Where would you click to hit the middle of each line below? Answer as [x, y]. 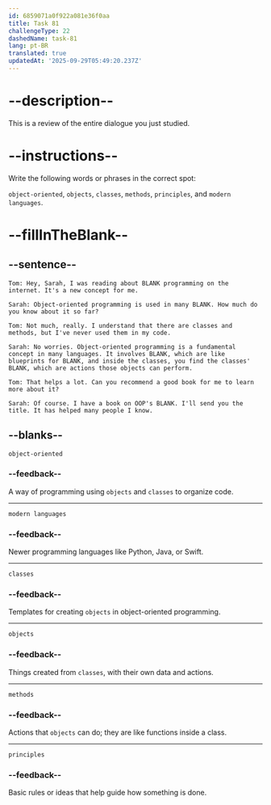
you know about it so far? [54, 312]
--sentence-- [42, 264]
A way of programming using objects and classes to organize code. [121, 491]
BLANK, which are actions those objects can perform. [101, 368]
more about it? [34, 389]
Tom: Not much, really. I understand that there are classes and [120, 325]
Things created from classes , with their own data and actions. [111, 672]
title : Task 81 [34, 23]
